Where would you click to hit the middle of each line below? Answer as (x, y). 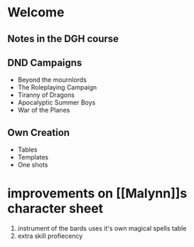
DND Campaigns (45, 62)
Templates (33, 157)
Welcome (36, 12)
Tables (27, 149)
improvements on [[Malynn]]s (97, 194)
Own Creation (38, 132)
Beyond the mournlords (52, 80)
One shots (33, 165)
